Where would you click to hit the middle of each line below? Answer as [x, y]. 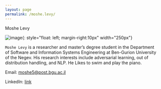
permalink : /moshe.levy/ [30, 14]
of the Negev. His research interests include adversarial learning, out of [77, 57]
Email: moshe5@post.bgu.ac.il [35, 72]
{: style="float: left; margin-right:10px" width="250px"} [77, 38]
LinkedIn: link [18, 82]
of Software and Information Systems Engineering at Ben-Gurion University [81, 52]
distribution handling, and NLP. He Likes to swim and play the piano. [73, 63]
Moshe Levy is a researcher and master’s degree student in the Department [80, 47]
